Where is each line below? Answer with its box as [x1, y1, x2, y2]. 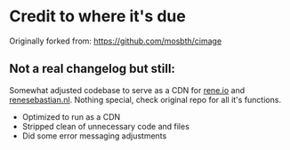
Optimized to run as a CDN [21, 111, 121, 122]
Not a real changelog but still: [9, 61, 176, 76]
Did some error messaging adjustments [21, 130, 167, 141]
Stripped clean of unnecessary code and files [21, 121, 189, 131]
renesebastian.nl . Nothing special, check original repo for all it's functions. [9, 94, 282, 105]
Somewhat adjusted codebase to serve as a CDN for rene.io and [9, 84, 246, 95]
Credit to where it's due [9, 6, 187, 27]
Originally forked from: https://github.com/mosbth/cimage [9, 36, 222, 46]
